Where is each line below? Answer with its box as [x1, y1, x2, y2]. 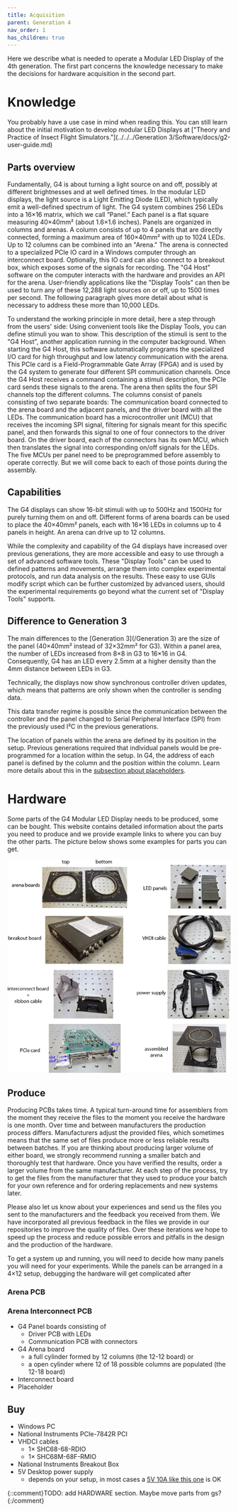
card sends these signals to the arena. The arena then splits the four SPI [7, 383, 218, 391]
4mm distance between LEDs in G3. [7, 664, 112, 673]
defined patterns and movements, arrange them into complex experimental [7, 564, 227, 572]
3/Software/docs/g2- [169, 133, 231, 142]
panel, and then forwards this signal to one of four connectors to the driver [7, 428, 225, 437]
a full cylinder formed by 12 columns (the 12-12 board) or [28, 1352, 194, 1361]
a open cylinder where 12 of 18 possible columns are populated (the [28, 1360, 226, 1369]
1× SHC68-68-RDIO [28, 1444, 86, 1453]
